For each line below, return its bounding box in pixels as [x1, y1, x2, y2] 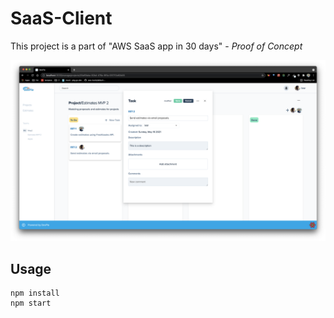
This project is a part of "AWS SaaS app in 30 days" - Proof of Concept [10, 40, 303, 52]
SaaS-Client [10, 7, 113, 30]
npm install [10, 288, 60, 299]
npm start [10, 298, 52, 309]
